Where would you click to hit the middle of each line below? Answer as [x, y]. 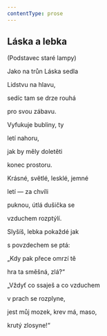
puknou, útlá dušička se [41, 205]
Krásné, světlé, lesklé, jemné [48, 178]
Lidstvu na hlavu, [31, 85]
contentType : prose [35, 13]
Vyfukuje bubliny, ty [36, 125]
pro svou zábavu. [32, 112]
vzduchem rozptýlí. [35, 219]
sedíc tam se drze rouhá [41, 98]
